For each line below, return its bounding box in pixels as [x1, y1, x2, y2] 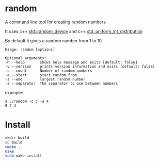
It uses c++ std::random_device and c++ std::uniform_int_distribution [5, 28, 143, 34]
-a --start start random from [5, 72, 77, 78]
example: [5, 89, 23, 95]
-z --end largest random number [5, 77, 86, 81]
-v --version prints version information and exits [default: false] [5, 64, 155, 69]
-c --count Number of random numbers [5, 68, 92, 73]
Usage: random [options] [5, 47, 55, 52]
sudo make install [5, 153, 42, 158]
